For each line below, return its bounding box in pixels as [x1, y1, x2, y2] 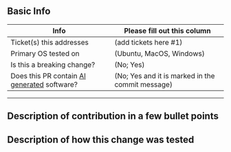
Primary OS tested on [10, 48, 80, 58]
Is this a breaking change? [10, 60, 96, 69]
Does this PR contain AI [10, 71, 86, 80]
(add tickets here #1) [114, 37, 183, 47]
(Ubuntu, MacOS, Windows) [114, 48, 205, 58]
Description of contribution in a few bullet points [7, 110, 219, 122]
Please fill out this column [123, 25, 211, 35]
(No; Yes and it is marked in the [114, 71, 215, 80]
